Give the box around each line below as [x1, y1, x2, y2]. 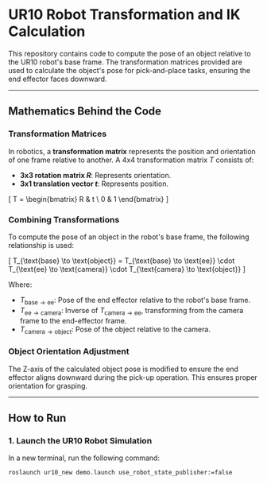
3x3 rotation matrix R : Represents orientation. [19, 170, 172, 180]
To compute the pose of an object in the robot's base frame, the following [8, 232, 250, 242]
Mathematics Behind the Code [8, 105, 161, 118]
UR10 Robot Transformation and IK [8, 6, 241, 24]
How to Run [8, 412, 67, 424]
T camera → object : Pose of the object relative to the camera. [19, 324, 211, 335]
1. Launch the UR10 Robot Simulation [8, 435, 153, 446]
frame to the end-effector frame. [19, 316, 127, 325]
